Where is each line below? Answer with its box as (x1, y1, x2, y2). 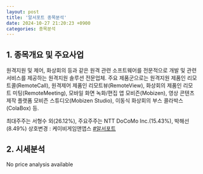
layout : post (6, 8, 39, 15)
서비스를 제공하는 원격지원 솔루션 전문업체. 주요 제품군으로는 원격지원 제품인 (6, 74, 186, 82)
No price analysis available (6, 161, 73, 168)
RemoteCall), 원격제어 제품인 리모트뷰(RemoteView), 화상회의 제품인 (18, 82, 182, 89)
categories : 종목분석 (6, 25, 56, 32)
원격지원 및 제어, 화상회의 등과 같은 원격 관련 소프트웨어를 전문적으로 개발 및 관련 (6, 67, 197, 74)
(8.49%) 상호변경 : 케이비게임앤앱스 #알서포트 (6, 125, 116, 132)
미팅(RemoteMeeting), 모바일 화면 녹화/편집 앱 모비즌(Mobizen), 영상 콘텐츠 (12, 89, 195, 97)
